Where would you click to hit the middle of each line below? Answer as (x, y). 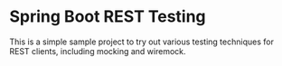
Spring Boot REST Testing (108, 17)
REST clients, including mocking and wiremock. (98, 51)
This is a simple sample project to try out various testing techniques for (141, 42)
